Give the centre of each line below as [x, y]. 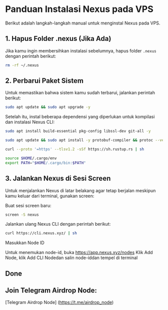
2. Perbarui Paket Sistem [44, 81]
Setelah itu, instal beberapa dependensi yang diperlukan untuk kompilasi [80, 117]
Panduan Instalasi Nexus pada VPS [79, 9]
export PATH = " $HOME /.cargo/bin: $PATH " [45, 163]
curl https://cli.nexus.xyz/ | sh [41, 233]
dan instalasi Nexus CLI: [30, 122]
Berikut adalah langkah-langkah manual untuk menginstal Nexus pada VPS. [83, 23]
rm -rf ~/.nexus [22, 65]
